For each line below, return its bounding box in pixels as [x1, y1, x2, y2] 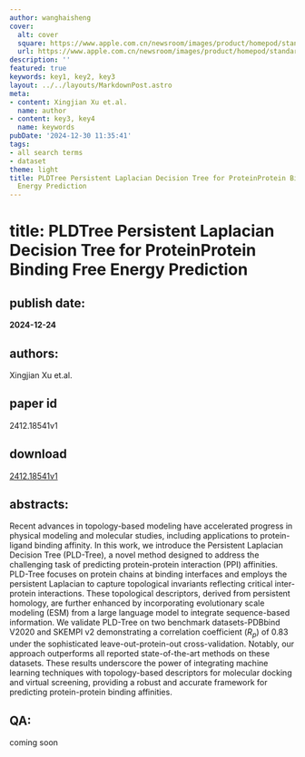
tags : [9, 140, 30, 149]
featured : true [9, 64, 67, 73]
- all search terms [9, 148, 84, 157]
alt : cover [17, 30, 59, 39]
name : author [17, 106, 67, 115]
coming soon [9, 736, 59, 748]
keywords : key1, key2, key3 [9, 73, 116, 82]
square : [17, 38, 47, 48]
